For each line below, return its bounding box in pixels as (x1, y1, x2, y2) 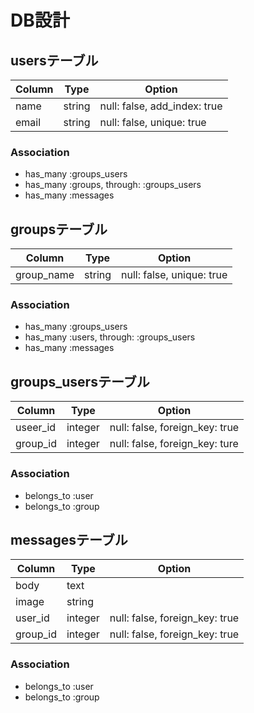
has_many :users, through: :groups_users (24, 331, 196, 343)
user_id (15, 611, 50, 625)
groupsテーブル (10, 221, 108, 238)
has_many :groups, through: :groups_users (24, 179, 202, 191)
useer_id (15, 421, 57, 435)
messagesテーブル (10, 531, 128, 548)
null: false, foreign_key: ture (109, 437, 239, 451)
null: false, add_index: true (99, 99, 223, 113)
